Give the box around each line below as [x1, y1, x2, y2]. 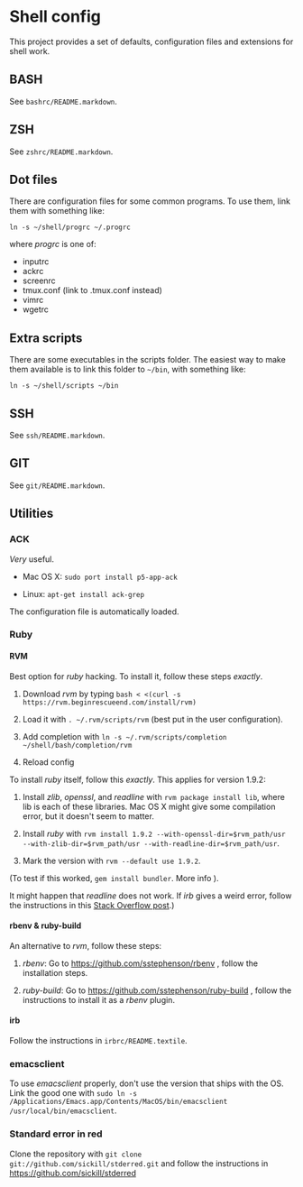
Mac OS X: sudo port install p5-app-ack [22, 571, 178, 582]
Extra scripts [9, 330, 83, 345]
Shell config [9, 6, 101, 27]
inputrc [22, 256, 50, 267]
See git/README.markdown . [9, 480, 106, 491]
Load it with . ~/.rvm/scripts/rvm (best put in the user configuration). [22, 713, 284, 724]
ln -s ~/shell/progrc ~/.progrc [9, 223, 131, 232]
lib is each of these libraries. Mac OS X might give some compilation [22, 801, 276, 812]
